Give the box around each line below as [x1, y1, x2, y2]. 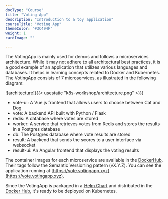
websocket [12, 142, 36, 148]
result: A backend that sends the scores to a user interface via [12, 136, 142, 143]
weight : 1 [5, 31, 26, 36]
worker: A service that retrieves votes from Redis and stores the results [12, 121, 160, 127]
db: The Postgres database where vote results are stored [12, 131, 131, 137]
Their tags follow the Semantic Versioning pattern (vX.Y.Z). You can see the [5, 162, 162, 168]
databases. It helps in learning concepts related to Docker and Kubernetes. [5, 69, 161, 75]
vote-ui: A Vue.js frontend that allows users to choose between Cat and [12, 99, 161, 105]
